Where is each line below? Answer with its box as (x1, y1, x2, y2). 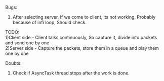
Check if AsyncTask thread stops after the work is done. (12, 70, 130, 76)
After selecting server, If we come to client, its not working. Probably (12, 14, 156, 20)
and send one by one (5, 40, 50, 46)
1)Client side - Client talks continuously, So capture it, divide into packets (5, 35, 157, 40)
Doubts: (5, 60, 22, 66)
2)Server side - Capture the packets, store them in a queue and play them (5, 45, 159, 51)
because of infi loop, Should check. (12, 20, 87, 25)
